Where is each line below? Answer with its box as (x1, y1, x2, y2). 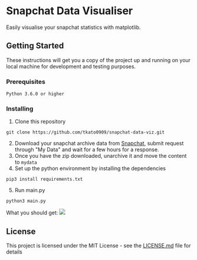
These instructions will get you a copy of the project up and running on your (6, 56, 191, 63)
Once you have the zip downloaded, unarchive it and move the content (14, 152, 187, 160)
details (6, 248, 22, 255)
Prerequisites (6, 77, 45, 86)
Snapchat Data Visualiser (6, 4, 133, 18)
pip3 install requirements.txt (6, 176, 83, 183)
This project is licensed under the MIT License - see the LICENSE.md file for (6, 242, 191, 249)
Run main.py (14, 187, 45, 194)
